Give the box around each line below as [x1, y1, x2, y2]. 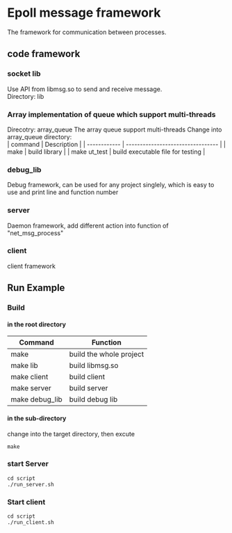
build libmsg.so [69, 360, 119, 370]
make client [10, 372, 49, 382]
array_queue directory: [7, 132, 72, 141]
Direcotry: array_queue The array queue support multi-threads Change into [7, 125, 222, 134]
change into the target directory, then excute [7, 429, 135, 438]
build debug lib [69, 395, 118, 404]
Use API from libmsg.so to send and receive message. [7, 85, 163, 93]
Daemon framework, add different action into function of [7, 221, 169, 230]
